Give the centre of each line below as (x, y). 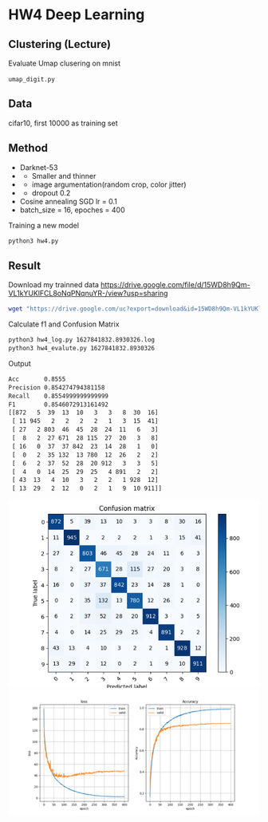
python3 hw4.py (33, 241)
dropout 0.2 (51, 192)
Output (20, 363)
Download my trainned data (54, 285)
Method (28, 148)
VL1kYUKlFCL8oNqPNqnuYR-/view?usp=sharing (88, 294)
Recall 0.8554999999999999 (59, 396)
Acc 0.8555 (37, 379)
